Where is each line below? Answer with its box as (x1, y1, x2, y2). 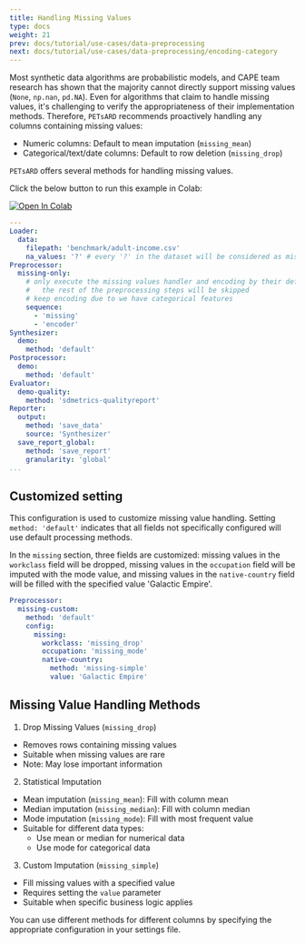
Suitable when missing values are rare (22, 748, 165, 759)
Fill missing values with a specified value (22, 877, 175, 888)
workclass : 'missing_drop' (42, 638, 144, 648)
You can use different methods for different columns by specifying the (9, 914, 272, 925)
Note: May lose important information (22, 758, 163, 769)
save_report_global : (17, 437, 95, 447)
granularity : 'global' (25, 455, 112, 464)
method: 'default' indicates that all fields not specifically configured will (9, 522, 281, 533)
